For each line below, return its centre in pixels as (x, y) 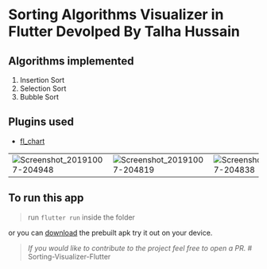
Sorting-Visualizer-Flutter (69, 256)
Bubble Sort (39, 97)
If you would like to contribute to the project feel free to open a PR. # (140, 248)
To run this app (46, 198)
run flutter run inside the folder (81, 217)
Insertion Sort (42, 80)
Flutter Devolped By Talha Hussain (124, 31)
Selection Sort (43, 88)
